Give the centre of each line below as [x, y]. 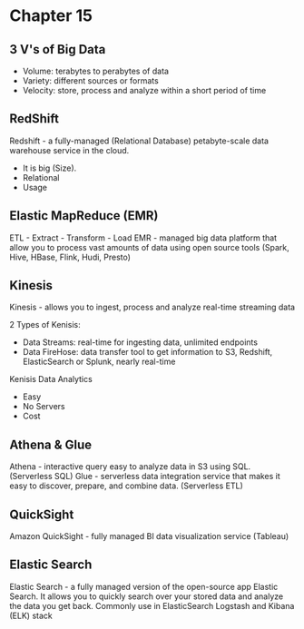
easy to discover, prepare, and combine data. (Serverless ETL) [126, 486]
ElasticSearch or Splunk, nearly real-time [99, 362]
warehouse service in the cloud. [69, 150]
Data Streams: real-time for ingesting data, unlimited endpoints [140, 342]
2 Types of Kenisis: [45, 325]
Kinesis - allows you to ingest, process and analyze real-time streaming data [152, 307]
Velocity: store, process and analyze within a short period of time [144, 90]
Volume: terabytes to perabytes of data [96, 71]
